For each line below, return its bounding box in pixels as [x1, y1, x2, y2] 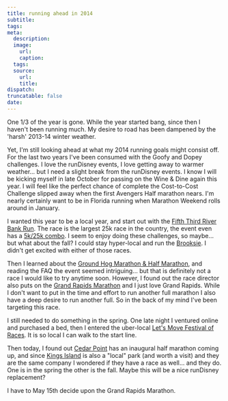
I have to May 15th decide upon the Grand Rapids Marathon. [7, 386, 176, 394]
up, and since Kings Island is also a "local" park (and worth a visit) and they [7, 351, 220, 359]
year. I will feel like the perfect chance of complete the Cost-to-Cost [7, 182, 199, 190]
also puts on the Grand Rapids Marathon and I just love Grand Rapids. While [7, 281, 220, 289]
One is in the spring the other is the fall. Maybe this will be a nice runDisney [7, 365, 219, 374]
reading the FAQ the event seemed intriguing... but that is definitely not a [7, 266, 212, 274]
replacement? [7, 373, 46, 381]
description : [13, 36, 51, 42]
